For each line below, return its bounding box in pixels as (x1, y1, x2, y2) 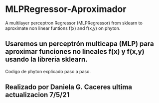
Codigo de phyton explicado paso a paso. (5, 68, 91, 74)
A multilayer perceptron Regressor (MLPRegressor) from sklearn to (5, 20, 143, 26)
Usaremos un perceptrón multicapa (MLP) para (5, 40, 155, 48)
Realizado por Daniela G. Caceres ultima (5, 83, 133, 92)
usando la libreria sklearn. (5, 55, 88, 64)
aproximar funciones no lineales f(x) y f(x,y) (5, 47, 145, 56)
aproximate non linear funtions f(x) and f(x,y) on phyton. (5, 25, 121, 31)
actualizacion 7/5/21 (5, 91, 70, 99)
